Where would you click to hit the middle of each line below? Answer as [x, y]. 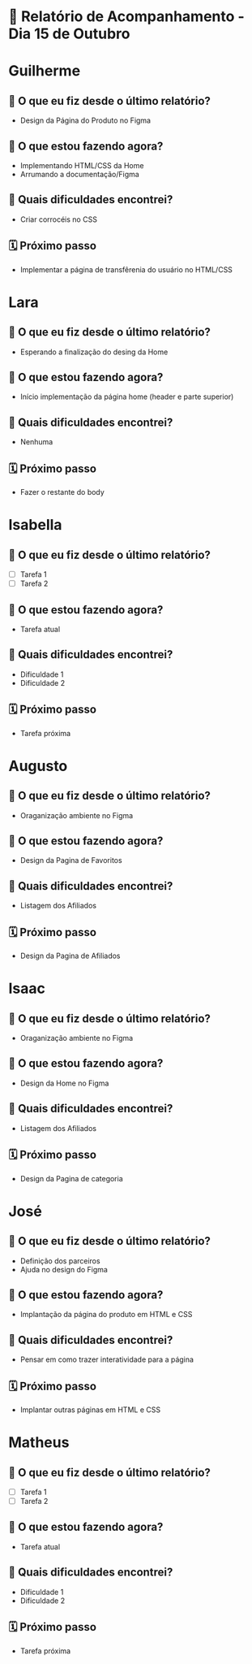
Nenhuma [36, 442]
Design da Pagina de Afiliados [70, 956]
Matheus [39, 1443]
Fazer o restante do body [62, 492]
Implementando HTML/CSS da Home [82, 165]
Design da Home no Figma [64, 1083]
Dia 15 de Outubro [70, 34]
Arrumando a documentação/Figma [79, 174]
